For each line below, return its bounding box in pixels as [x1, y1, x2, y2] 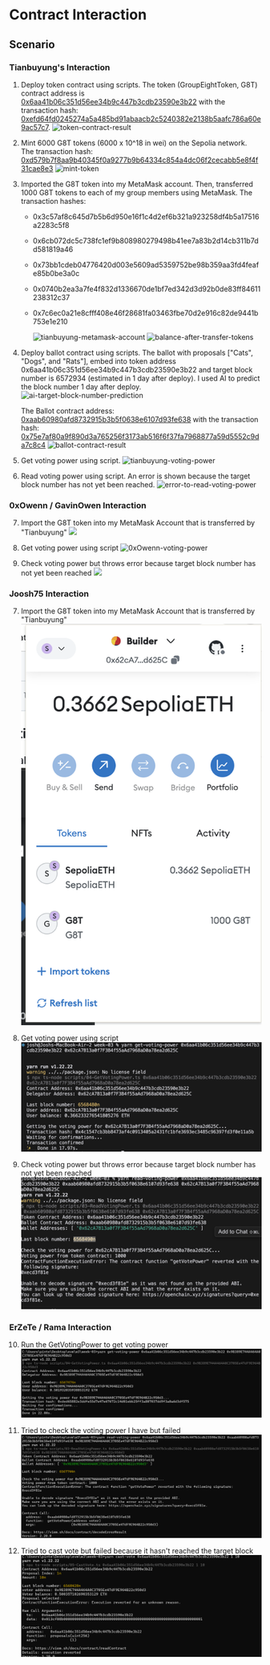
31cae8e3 [20, 163, 54, 173]
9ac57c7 [20, 122, 49, 132]
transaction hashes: [20, 196, 87, 206]
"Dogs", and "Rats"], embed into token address [20, 356, 177, 366]
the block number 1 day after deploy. [20, 381, 142, 391]
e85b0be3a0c [32, 268, 80, 278]
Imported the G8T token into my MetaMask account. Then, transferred [20, 179, 253, 189]
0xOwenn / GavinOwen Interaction [9, 499, 147, 511]
